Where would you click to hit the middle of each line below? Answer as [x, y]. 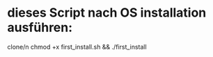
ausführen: [40, 27]
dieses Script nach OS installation [107, 13]
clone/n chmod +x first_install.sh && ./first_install [77, 47]
